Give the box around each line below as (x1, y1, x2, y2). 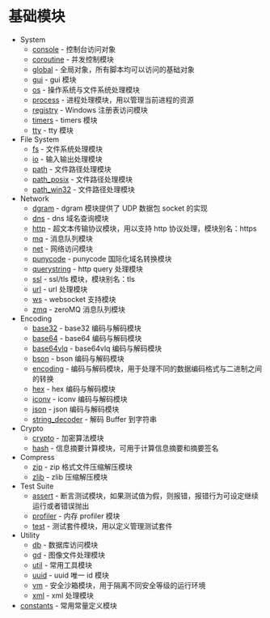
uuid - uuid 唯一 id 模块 (32, 570, 109, 580)
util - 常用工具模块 (32, 560, 93, 569)
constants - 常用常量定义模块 (19, 600, 117, 610)
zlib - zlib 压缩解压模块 (32, 471, 108, 482)
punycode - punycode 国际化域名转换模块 (32, 254, 172, 263)
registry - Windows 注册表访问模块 (32, 104, 148, 114)
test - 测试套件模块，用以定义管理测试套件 (32, 521, 173, 531)
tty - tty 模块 (32, 125, 74, 134)
